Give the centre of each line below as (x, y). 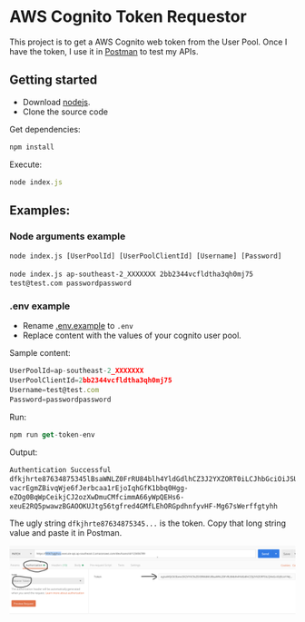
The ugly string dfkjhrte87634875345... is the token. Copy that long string (148, 523)
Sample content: (40, 353)
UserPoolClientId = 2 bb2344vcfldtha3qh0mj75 (91, 380)
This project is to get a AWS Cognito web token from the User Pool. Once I (148, 42)
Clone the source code (65, 112)
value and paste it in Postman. (66, 532)
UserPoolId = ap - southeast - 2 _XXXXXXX (77, 371)
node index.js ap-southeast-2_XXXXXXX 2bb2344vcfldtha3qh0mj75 (132, 274)
